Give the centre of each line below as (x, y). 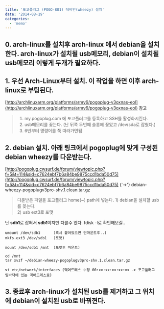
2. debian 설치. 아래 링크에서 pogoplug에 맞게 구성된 (82, 148)
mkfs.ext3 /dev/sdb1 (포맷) (35, 238)
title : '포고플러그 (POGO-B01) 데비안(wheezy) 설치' (55, 10)
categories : (17, 19)
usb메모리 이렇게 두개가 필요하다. (53, 63)
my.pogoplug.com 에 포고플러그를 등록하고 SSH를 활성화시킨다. (86, 119)
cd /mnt (13, 256)
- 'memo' (18, 23)
